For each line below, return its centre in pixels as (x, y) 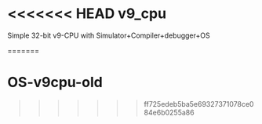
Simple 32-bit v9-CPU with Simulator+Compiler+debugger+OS (109, 35)
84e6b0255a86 (169, 112)
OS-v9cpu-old (55, 82)
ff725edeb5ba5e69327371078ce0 (199, 104)
